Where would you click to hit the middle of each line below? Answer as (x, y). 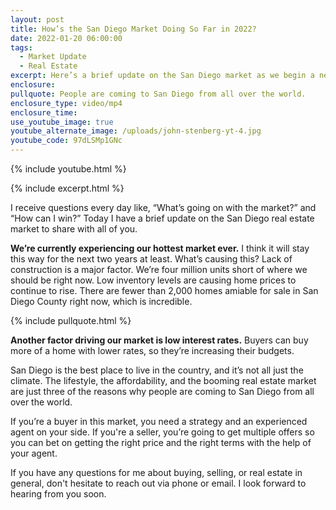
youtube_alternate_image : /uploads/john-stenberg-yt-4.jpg (136, 131)
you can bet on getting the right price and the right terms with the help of (161, 442)
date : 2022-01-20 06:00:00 (66, 38)
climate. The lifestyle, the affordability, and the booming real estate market (163, 380)
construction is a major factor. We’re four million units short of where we (159, 269)
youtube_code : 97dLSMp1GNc (66, 141)
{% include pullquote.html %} (71, 320)
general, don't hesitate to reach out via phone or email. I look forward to (158, 483)
